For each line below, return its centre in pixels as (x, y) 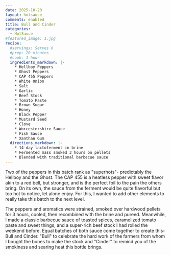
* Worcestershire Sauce (40, 129)
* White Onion (29, 81)
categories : (18, 29)
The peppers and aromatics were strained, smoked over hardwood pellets (83, 209)
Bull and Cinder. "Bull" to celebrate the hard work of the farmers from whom (85, 236)
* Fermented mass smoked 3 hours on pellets (63, 153)
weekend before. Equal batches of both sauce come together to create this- (85, 230)
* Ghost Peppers (32, 72)
